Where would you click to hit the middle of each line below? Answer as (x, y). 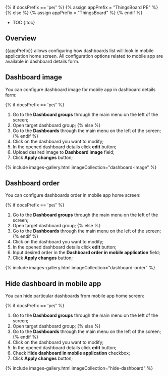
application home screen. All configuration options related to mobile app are (84, 56)
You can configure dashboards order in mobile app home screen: (73, 195)
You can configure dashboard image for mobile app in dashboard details (80, 89)
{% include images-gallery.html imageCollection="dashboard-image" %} (81, 167)
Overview (21, 38)
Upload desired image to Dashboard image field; (63, 152)
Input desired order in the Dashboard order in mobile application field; (86, 253)
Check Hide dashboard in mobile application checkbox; (71, 353)
